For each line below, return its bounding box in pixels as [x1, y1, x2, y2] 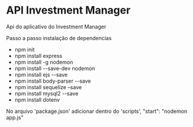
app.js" [6, 113, 24, 121]
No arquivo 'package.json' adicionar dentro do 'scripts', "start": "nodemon [6, 108, 188, 115]
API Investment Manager [6, 4, 131, 17]
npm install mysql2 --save [14, 90, 79, 97]
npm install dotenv [14, 96, 60, 103]
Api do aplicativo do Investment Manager [6, 23, 107, 30]
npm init [14, 45, 35, 53]
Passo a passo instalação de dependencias [6, 34, 112, 41]
